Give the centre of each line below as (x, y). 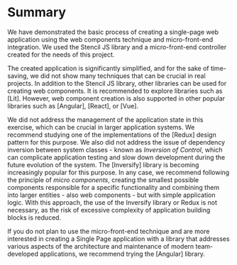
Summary (37, 12)
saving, (18, 76)
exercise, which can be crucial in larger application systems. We (101, 127)
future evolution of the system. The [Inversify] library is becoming (103, 164)
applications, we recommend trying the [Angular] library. (123, 254)
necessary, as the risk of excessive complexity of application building (109, 210)
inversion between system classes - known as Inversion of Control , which (115, 150)
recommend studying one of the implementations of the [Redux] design (112, 135)
